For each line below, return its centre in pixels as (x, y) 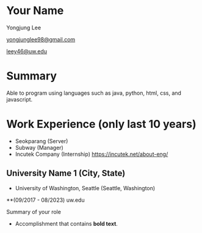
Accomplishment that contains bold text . (66, 223)
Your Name (35, 11)
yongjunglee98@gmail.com (41, 39)
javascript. (20, 99)
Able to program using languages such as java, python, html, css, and (94, 93)
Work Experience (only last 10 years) (101, 124)
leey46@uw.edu (27, 51)
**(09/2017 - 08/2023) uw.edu (45, 200)
